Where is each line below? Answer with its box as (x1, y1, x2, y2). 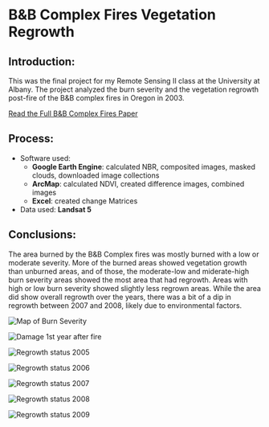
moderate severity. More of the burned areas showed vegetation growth (8, 257, 247, 267)
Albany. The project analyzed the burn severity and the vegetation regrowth (8, 84, 259, 94)
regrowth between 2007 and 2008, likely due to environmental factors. (8, 300, 243, 310)
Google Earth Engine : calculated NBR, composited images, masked (31, 162, 255, 171)
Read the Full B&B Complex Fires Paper (8, 109, 138, 118)
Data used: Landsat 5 (19, 204, 92, 214)
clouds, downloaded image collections (31, 170, 160, 180)
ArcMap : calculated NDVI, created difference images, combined (31, 179, 245, 188)
